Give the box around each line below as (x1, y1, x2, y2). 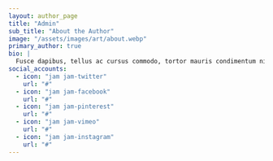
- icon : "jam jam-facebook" (15, 87, 111, 96)
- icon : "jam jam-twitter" (15, 72, 107, 80)
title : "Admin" (8, 20, 60, 28)
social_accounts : (8, 65, 67, 73)
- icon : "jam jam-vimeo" (15, 118, 100, 126)
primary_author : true (8, 42, 82, 50)
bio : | (8, 50, 31, 58)
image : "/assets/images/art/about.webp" (8, 34, 148, 43)
